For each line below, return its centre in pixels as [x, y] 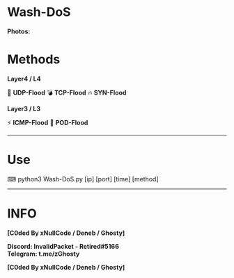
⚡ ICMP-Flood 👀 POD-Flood [48, 122]
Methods [34, 59]
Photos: [19, 31]
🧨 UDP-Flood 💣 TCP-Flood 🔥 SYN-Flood [67, 92]
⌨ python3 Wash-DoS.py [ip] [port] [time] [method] [83, 179]
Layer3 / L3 [24, 108]
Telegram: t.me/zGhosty [44, 254]
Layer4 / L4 [24, 79]
